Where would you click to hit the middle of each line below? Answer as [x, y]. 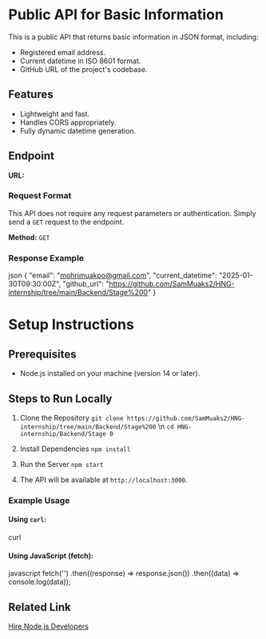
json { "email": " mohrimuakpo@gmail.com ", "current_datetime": [113, 276]
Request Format [40, 196]
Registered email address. [63, 52]
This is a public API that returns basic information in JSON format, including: [133, 37]
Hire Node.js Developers [49, 626]
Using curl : [28, 519]
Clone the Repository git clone [71, 417]
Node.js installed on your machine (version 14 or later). [110, 373]
